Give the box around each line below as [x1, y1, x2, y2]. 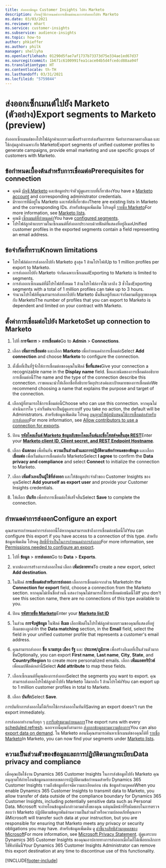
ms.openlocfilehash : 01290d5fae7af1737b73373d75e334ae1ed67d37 [5, 53, 139, 59]
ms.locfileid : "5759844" [5, 76, 56, 81]
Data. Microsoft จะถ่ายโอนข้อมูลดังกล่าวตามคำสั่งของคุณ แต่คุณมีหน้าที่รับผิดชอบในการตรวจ [5, 803, 160, 809]
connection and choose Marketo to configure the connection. [12, 353, 140, 360]
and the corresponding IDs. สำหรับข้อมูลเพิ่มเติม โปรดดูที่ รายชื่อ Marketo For [12, 204, 152, 210]
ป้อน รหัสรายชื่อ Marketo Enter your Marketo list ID [12, 610, 110, 616]
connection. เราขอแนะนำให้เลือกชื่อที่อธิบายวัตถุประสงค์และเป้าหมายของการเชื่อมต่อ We [12, 380, 158, 386]
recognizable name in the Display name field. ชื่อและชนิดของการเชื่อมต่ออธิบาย [12, 369, 159, 375]
